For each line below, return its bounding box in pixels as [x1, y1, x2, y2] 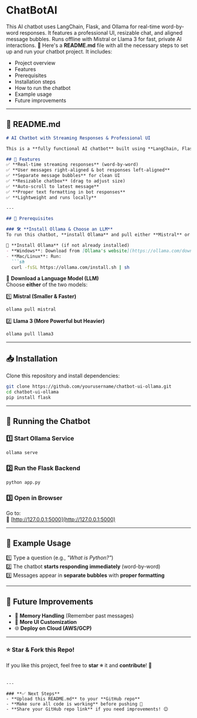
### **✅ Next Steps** [6, 690, 60, 697]
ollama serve [6, 450, 38, 456]
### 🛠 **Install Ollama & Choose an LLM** [6, 226, 113, 232]
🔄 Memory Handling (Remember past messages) [14, 612, 134, 619]
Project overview [14, 59, 56, 66]
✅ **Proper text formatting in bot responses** [6, 189, 126, 195]
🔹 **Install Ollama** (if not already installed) [6, 242, 130, 248]
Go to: [6, 509, 21, 516]
